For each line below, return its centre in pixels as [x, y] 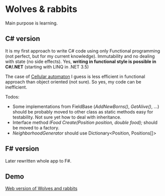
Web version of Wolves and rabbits [41, 188]
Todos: [12, 96]
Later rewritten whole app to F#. [38, 160]
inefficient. [16, 87]
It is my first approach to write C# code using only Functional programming [83, 50]
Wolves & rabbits [41, 9]
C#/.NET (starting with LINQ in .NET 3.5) [47, 66]
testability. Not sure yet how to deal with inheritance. [67, 117]
